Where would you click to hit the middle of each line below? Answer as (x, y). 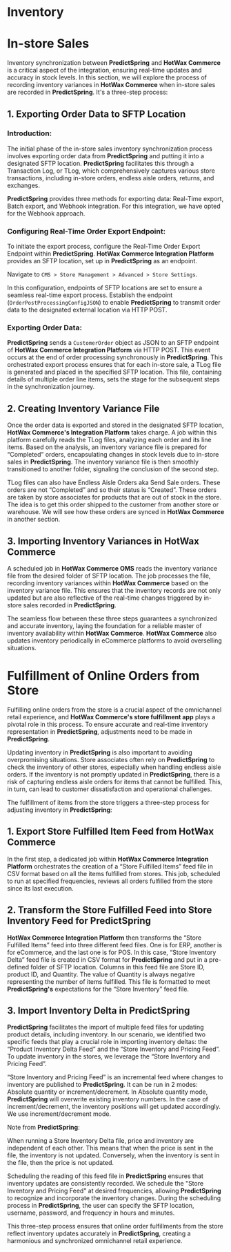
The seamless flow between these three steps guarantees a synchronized (112, 618)
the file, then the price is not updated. (61, 1163)
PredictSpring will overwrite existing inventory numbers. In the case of (108, 1099)
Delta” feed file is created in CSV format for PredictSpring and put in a (108, 959)
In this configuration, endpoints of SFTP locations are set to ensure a (105, 288)
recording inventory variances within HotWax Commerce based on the (108, 583)
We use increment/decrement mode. (59, 1114)
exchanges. (23, 185)
